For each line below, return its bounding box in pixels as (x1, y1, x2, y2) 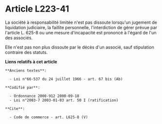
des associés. (5, 35, 33, 41)
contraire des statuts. (5, 49, 48, 55)
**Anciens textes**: (5, 68, 47, 73)
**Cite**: (5, 106, 25, 111)
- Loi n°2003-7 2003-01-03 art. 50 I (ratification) (9, 98, 119, 103)
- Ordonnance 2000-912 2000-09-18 (9, 93, 79, 98)
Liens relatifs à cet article (5, 59, 57, 64)
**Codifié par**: (5, 85, 40, 90)
